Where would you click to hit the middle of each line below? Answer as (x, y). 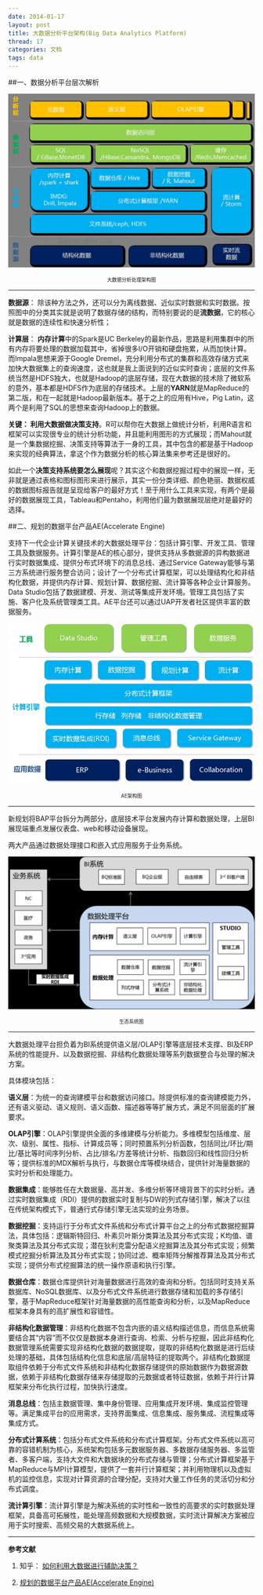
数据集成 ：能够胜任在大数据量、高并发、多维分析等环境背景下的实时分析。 (128, 1190)
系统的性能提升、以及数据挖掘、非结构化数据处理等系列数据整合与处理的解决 (131, 1054)
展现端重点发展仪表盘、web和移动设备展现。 (80, 829)
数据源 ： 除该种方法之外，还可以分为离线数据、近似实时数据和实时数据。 (126, 302)
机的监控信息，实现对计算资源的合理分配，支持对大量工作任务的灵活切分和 (128, 1479)
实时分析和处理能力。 (42, 1173)
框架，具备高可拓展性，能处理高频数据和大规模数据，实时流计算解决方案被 (128, 1516)
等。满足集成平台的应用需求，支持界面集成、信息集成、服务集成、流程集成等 (131, 1414)
